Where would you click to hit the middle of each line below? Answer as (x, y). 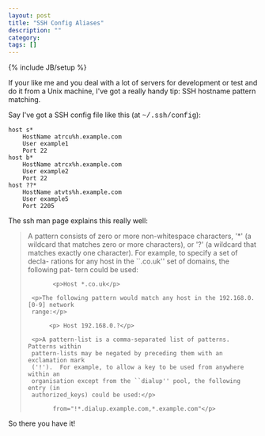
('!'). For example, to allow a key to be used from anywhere (138, 368)
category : (25, 38)
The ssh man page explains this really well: (78, 221)
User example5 (45, 199)
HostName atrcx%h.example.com (72, 165)
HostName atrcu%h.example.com (72, 137)
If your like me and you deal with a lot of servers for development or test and (133, 83)
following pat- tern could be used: (83, 270)
